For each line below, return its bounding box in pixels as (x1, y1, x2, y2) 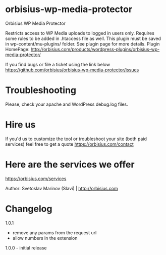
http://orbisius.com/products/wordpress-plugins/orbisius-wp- (30, 46, 160, 52)
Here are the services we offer (5, 159, 135, 170)
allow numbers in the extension (12, 235, 78, 241)
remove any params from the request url (12, 229, 97, 236)
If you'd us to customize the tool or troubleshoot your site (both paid (5, 136, 147, 142)
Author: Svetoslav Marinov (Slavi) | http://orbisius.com (5, 185, 118, 191)
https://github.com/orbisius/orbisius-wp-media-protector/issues (5, 67, 139, 73)
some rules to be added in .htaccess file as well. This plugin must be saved (5, 35, 161, 41)
